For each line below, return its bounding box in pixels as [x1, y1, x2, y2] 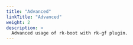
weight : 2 [6, 19, 31, 25]
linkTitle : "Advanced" [6, 14, 62, 20]
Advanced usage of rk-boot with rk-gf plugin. [11, 30, 128, 36]
